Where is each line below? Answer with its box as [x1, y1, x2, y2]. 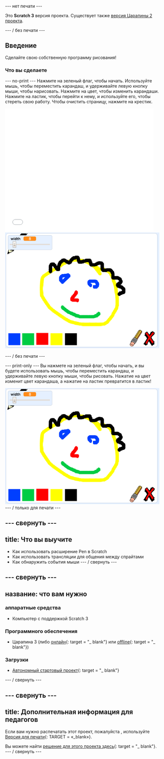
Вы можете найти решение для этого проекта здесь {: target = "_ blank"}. [5, 743, 157, 749]
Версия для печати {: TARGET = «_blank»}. [5, 734, 92, 739]
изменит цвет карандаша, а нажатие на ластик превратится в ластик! [5, 378, 152, 384]
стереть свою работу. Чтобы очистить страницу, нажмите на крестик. [5, 99, 153, 105]
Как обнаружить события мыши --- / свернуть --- [12, 559, 117, 564]
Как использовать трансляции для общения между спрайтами [12, 554, 144, 560]
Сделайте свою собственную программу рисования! [5, 54, 117, 60]
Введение [5, 42, 37, 50]
